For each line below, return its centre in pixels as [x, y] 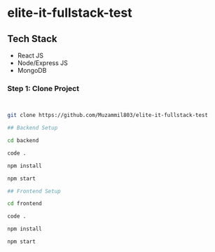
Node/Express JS [43, 63]
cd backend [23, 141]
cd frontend [25, 204]
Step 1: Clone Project [43, 88]
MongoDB [32, 70]
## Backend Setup [33, 128]
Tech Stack [32, 39]
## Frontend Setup [34, 191]
